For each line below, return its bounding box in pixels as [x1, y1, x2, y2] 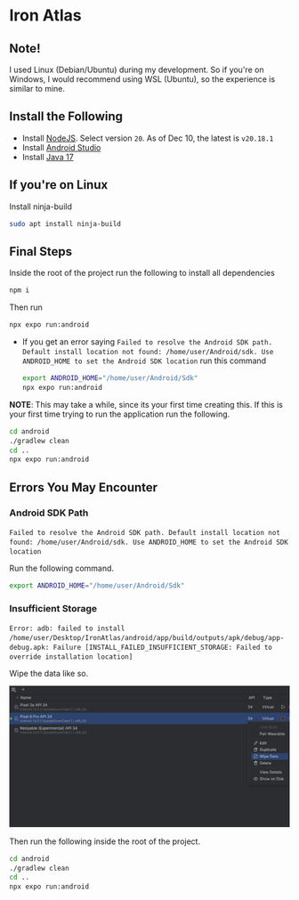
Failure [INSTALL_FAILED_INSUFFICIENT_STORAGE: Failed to [53, 643, 273, 653]
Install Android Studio [21, 142, 101, 152]
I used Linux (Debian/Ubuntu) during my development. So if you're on [9, 64, 264, 75]
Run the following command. [9, 563, 114, 573]
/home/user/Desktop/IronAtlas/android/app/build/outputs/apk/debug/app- [9, 634, 285, 643]
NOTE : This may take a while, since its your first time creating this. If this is [9, 399, 283, 409]
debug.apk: [9, 643, 50, 653]
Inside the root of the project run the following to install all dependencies [9, 268, 276, 279]
